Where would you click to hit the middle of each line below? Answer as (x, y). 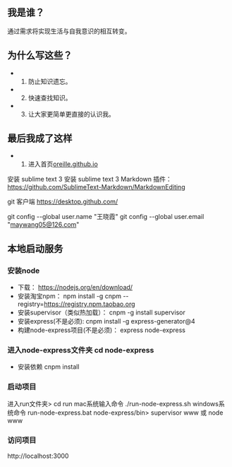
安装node (24, 271)
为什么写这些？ (40, 55)
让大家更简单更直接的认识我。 (71, 114)
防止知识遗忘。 (50, 81)
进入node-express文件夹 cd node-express (81, 350)
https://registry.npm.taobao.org (90, 304)
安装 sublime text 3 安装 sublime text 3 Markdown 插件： (90, 179)
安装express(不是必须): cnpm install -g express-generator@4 (106, 321)
